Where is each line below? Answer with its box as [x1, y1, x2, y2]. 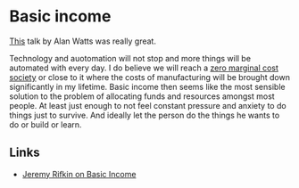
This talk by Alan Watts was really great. [9, 36, 156, 46]
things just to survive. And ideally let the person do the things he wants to [9, 110, 280, 120]
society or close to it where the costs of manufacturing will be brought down [9, 71, 290, 82]
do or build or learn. [9, 119, 82, 130]
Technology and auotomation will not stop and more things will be [9, 53, 252, 63]
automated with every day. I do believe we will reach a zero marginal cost [9, 62, 279, 73]
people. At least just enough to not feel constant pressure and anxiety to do [9, 100, 287, 110]
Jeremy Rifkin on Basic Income [21, 168, 137, 179]
